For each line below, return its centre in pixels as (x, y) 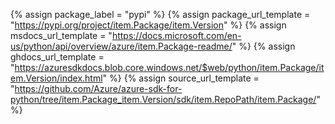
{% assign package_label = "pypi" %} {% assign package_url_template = (160, 14)
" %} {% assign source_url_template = (181, 78)
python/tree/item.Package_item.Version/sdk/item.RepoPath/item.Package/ (163, 99)
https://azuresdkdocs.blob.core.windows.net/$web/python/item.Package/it (169, 67)
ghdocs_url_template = (57, 57)
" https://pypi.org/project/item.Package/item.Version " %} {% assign (148, 25)
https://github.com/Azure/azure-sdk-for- (98, 88)
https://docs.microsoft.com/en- (176, 35)
